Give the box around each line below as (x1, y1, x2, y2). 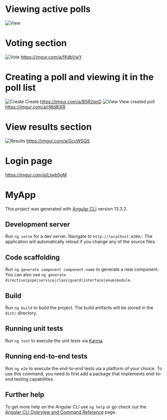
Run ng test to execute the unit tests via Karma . (5, 338, 104, 344)
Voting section (5, 37, 67, 49)
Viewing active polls (5, 3, 91, 15)
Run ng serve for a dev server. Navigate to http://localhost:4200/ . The (5, 233, 153, 239)
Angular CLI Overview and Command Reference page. (5, 409, 117, 415)
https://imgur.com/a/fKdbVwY (20, 54, 82, 60)
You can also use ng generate (5, 272, 66, 278)
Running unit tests (5, 324, 63, 333)
